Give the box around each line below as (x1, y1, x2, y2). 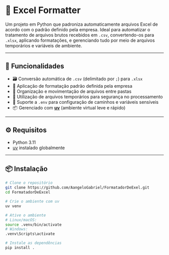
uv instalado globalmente (12, 145, 65, 151)
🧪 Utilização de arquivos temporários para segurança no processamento (12, 93, 163, 100)
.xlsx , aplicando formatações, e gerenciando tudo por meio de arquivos (5, 37, 155, 43)
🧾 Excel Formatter (5, 5, 81, 16)
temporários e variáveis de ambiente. (5, 42, 82, 48)
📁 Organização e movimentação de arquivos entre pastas (12, 88, 132, 94)
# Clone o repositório (5, 180, 53, 185)
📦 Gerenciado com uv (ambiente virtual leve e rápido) (12, 104, 126, 110)
